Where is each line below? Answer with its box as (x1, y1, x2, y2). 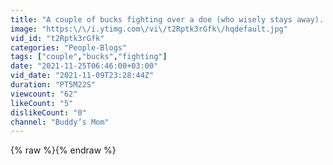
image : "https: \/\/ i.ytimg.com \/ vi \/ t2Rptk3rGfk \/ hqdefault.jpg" (10, 24, 288, 34)
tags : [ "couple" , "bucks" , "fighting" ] (10, 52, 168, 62)
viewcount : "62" (10, 89, 78, 99)
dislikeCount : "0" (10, 107, 87, 118)
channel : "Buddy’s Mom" (10, 117, 110, 127)
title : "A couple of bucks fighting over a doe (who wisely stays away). (10, 14, 325, 25)
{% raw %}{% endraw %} (10, 144, 117, 156)
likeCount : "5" (10, 98, 74, 108)
